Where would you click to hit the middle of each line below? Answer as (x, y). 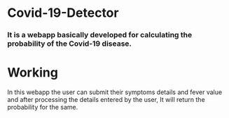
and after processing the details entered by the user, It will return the (106, 100)
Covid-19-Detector (63, 13)
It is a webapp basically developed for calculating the (100, 35)
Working (33, 73)
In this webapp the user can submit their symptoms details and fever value (115, 92)
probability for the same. (43, 107)
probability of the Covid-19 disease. (69, 44)
